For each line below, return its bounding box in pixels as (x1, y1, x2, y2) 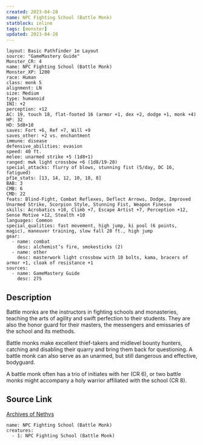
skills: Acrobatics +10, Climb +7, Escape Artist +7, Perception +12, (6, 207, 188, 213)
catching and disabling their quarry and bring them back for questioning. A (6, 346, 193, 353)
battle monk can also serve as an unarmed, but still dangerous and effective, (6, 352, 198, 359)
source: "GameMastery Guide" (6, 53, 80, 59)
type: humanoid (6, 96, 45, 102)
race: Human (6, 74, 36, 81)
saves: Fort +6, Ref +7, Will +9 (6, 128, 91, 134)
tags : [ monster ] (6, 25, 47, 32)
